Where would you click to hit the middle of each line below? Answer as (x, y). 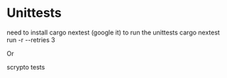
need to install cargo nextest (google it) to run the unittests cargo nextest (113, 32)
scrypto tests (26, 67)
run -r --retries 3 (31, 39)
